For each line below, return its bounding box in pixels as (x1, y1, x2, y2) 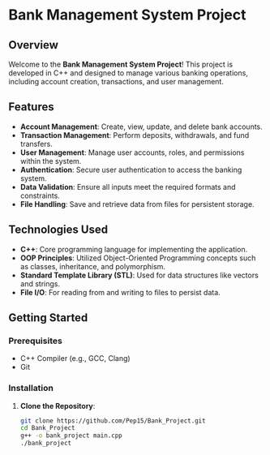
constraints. (19, 191, 61, 200)
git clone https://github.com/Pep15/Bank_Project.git (19, 416, 206, 425)
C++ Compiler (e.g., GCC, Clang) (19, 354, 131, 363)
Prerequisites (8, 335, 62, 346)
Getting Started (8, 311, 88, 325)
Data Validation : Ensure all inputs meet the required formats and (19, 182, 236, 191)
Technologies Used (8, 223, 108, 237)
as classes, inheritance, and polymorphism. (19, 261, 166, 271)
